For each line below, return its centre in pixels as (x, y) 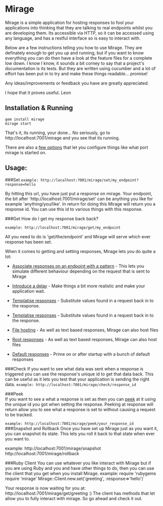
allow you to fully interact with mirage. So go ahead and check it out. (74, 498)
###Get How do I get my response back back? (52, 218)
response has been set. (29, 242)
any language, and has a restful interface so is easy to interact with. (73, 38)
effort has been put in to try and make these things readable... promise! (76, 73)
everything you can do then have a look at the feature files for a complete (79, 58)
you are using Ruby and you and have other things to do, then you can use (80, 468)
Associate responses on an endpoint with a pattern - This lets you (78, 266)
